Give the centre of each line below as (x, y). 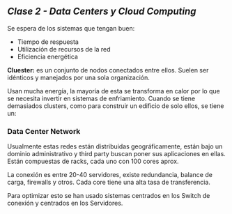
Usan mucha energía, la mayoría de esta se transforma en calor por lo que (114, 91)
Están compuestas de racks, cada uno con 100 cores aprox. (93, 161)
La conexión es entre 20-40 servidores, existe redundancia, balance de (110, 175)
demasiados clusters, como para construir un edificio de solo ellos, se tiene (116, 106)
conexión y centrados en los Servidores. (65, 203)
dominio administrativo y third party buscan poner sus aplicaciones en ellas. (117, 154)
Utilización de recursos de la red (64, 49)
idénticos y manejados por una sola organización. (78, 77)
